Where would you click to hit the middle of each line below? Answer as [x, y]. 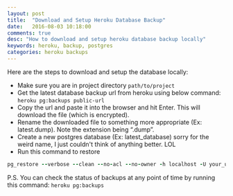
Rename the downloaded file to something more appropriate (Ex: [110, 122]
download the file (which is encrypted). [73, 114]
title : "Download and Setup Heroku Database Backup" [87, 20]
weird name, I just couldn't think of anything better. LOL [96, 144]
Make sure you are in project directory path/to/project [96, 85]
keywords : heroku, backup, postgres [60, 46]
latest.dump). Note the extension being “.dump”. [86, 130]
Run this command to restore [59, 151]
